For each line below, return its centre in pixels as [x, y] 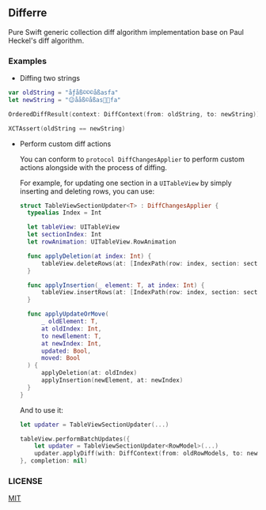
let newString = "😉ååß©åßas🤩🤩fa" [65, 100]
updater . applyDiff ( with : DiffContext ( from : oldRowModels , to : [139, 454]
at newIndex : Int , [71, 343]
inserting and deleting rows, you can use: [87, 191]
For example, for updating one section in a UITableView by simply [125, 183]
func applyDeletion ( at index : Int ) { [89, 256]
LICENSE [26, 482]
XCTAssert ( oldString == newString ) [67, 128]
